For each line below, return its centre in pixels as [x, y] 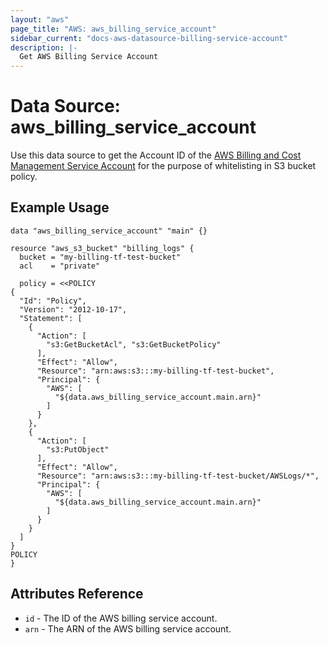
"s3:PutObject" [78, 449]
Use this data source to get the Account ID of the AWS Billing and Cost [156, 155]
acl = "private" [60, 266]
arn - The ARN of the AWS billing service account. [128, 628]
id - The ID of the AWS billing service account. [121, 618]
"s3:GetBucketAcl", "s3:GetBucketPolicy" [134, 344]
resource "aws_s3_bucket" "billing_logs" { [102, 248]
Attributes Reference [77, 594]
